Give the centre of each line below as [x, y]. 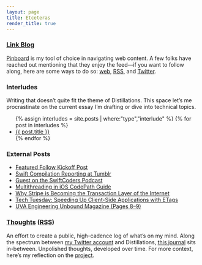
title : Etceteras [28, 18]
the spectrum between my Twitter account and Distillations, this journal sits [101, 242]
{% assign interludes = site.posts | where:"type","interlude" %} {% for [103, 118]
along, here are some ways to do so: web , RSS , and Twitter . [81, 71]
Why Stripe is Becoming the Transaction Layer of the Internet [92, 193]
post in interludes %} [42, 125]
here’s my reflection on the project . [50, 255]
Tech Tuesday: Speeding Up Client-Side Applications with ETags [97, 200]
